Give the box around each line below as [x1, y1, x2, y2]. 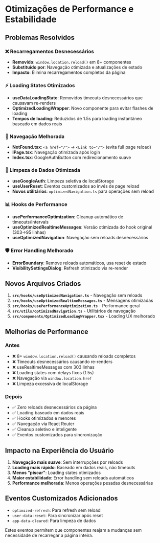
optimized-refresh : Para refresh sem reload [12, 507, 101, 513]
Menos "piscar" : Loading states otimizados [12, 470, 101, 475]
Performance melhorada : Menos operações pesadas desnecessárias [12, 480, 153, 486]
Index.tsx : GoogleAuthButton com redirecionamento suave [12, 155, 131, 160]
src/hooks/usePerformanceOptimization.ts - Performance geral [12, 303, 140, 309]
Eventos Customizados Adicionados [5, 494, 118, 502]
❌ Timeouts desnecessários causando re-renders [12, 359, 113, 364]
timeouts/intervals [12, 219, 49, 225]
